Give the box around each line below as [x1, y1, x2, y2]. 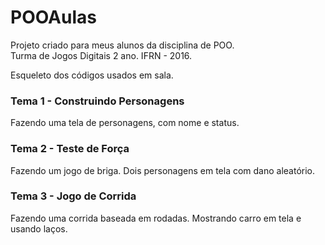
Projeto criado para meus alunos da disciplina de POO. [10, 39, 235, 51]
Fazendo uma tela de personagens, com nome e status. [10, 117, 240, 129]
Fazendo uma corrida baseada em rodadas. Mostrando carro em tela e [10, 212, 302, 224]
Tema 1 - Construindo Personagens [10, 94, 185, 108]
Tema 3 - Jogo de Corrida [10, 189, 137, 203]
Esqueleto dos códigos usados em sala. [10, 69, 174, 81]
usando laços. [10, 222, 68, 235]
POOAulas [10, 6, 97, 29]
